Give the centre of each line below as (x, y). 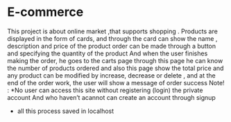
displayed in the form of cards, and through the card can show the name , (112, 38)
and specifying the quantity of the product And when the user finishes (108, 53)
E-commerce (45, 12)
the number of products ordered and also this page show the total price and (115, 68)
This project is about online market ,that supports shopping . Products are (113, 31)
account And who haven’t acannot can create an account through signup (112, 97)
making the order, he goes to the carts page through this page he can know (115, 60)
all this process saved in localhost (66, 111)
